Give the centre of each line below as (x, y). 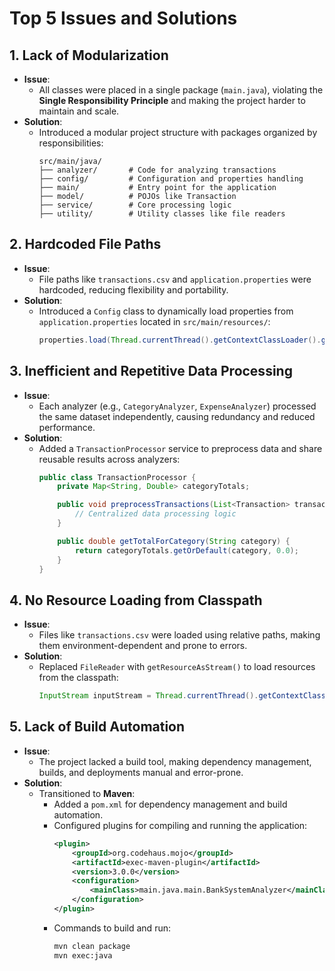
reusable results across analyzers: (109, 459)
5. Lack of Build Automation (97, 727)
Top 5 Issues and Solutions (123, 18)
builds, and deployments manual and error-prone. (141, 772)
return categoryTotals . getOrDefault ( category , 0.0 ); (186, 550)
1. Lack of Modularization (89, 55)
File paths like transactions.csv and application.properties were (175, 279)
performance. (67, 427)
